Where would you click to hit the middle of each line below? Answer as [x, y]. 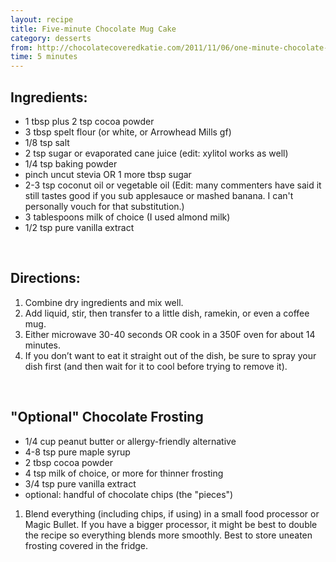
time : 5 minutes [44, 57]
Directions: [45, 278]
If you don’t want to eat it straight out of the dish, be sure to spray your [170, 355]
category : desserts [51, 38]
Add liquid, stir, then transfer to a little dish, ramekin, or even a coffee [167, 313]
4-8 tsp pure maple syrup [77, 452]
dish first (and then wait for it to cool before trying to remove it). [156, 366]
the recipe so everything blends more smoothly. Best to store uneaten [168, 535]
